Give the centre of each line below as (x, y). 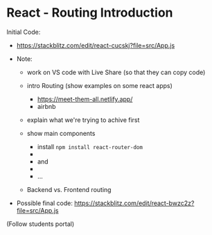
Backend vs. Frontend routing (69, 189)
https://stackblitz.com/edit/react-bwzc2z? (134, 203)
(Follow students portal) (41, 224)
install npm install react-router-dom (90, 146)
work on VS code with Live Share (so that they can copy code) (116, 72)
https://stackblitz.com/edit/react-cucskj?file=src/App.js (96, 45)
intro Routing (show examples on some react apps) (99, 85)
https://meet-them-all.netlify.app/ (85, 99)
